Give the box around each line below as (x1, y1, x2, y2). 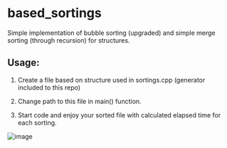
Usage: (7, 57, 41, 69)
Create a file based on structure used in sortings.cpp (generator (17, 75, 206, 84)
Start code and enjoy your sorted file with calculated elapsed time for (17, 110, 221, 119)
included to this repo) (17, 83, 80, 92)
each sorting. (17, 118, 57, 127)
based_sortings (7, 5, 102, 21)
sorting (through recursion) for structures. (7, 36, 130, 44)
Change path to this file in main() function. (17, 97, 142, 105)
